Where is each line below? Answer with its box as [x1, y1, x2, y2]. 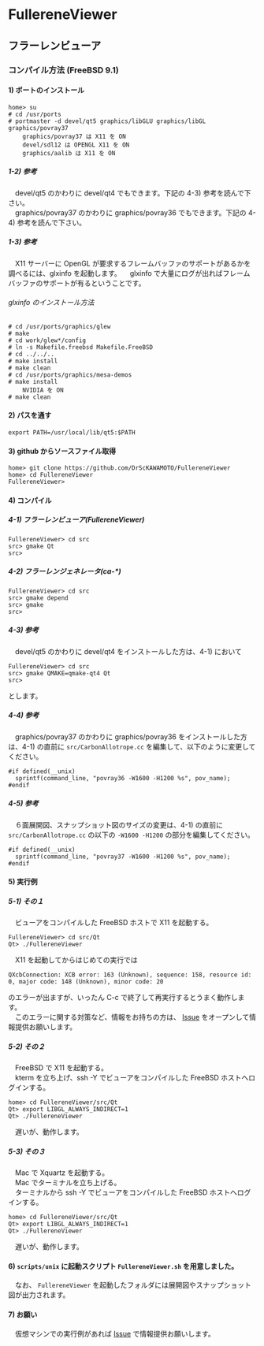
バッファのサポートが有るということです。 [8, 278, 146, 288]
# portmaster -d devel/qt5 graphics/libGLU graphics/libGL [8, 117, 206, 125]
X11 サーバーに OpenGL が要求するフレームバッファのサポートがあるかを [14, 258, 251, 268]
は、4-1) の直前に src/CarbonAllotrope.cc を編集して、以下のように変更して [8, 742, 256, 751]
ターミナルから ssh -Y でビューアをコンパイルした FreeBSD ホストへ [14, 1188, 238, 1197]
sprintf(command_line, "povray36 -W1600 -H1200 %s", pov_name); [15, 774, 231, 782]
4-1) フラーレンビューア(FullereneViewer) [8, 515, 145, 525]
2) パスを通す [8, 411, 52, 420]
